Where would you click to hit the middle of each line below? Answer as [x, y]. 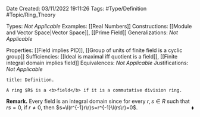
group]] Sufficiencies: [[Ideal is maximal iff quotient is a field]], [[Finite [92, 56]
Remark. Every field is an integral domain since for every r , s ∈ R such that [98, 101]
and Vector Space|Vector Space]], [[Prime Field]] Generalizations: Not [92, 32]
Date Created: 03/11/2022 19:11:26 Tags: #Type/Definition [76, 9]
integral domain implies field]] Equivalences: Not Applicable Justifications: [97, 63]
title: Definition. [30, 80]
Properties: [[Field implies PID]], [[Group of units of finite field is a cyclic [94, 50]
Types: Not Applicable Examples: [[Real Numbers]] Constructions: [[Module [99, 26]
